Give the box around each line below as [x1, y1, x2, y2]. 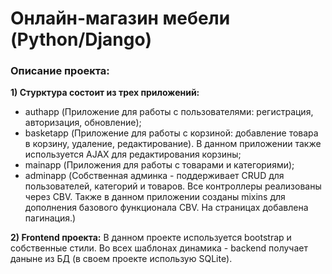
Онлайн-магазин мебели [10, 7, 231, 30]
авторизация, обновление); [24, 117, 142, 129]
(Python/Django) [10, 28, 153, 51]
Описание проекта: [10, 64, 110, 78]
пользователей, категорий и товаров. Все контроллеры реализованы [24, 180, 322, 192]
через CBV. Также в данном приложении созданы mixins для [24, 191, 286, 203]
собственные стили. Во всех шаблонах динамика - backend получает [10, 242, 308, 254]
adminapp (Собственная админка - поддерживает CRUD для [24, 170, 285, 182]
